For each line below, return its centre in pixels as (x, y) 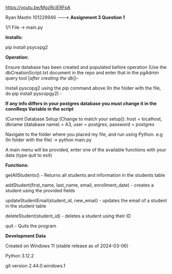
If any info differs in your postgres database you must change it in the (81, 103)
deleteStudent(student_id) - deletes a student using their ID (68, 216)
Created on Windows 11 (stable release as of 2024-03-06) (67, 246)
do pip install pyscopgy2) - (34, 94)
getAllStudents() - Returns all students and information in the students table (85, 175)
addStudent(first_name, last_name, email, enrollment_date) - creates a (80, 185)
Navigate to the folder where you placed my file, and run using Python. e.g (84, 134)
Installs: (14, 37)
